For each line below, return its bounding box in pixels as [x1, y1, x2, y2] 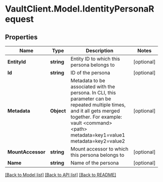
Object [50, 107, 66, 114]
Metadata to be [70, 77, 105, 84]
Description [85, 47, 114, 54]
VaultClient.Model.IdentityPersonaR [5, 3, 154, 15]
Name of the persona [70, 160, 119, 166]
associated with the [70, 83, 115, 90]
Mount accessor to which [70, 146, 129, 152]
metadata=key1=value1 [70, 132, 125, 138]
